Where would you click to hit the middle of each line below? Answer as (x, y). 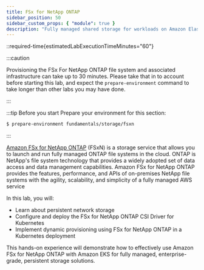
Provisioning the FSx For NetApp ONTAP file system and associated (91, 70)
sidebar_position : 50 (34, 18)
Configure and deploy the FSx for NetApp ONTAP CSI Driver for (94, 216)
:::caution (18, 58)
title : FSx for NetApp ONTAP (43, 12)
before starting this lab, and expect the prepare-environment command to (98, 83)
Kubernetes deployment (45, 236)
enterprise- (173, 254)
